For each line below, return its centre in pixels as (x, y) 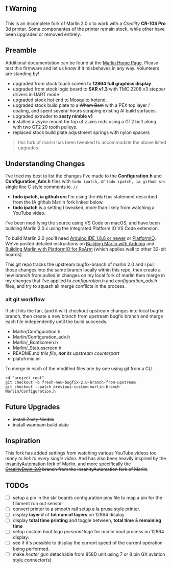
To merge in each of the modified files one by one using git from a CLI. (80, 368)
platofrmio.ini (27, 358)
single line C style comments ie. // (42, 187)
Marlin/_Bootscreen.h (35, 342)
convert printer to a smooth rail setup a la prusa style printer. (76, 509)
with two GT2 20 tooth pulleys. (45, 127)
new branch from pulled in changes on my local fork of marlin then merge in (85, 276)
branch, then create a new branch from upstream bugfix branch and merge (84, 316)
